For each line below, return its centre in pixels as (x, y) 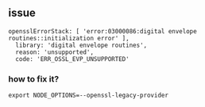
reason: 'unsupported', (54, 52)
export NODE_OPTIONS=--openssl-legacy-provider (89, 96)
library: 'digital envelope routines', (81, 45)
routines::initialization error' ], (69, 38)
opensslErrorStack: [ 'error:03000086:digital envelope (102, 31)
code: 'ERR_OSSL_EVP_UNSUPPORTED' (72, 59)
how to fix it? (34, 78)
